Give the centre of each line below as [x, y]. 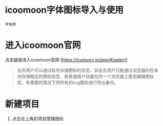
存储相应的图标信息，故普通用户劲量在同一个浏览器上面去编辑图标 [88, 76]
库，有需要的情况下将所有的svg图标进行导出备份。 [68, 82]
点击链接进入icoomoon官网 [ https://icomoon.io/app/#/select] [66, 60]
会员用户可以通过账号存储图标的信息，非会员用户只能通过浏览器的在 [85, 70]
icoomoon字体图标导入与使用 [64, 10]
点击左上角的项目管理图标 [38, 119]
